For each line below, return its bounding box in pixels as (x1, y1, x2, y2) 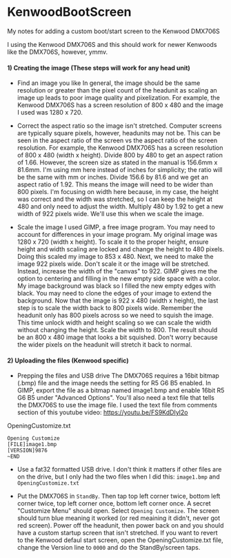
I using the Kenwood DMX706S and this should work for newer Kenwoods (7, 40, 217, 48)
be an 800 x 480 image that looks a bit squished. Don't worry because (17, 333, 219, 342)
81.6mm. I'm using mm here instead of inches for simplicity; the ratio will (17, 166, 223, 174)
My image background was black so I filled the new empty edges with (17, 282, 216, 290)
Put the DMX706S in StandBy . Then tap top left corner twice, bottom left (17, 492, 221, 501)
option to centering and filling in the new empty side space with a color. (17, 274, 221, 283)
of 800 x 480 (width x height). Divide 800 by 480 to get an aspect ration (17, 151, 223, 160)
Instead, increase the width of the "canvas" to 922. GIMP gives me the (17, 267, 218, 276)
